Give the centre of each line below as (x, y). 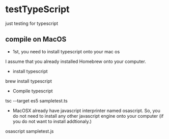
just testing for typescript (32, 23)
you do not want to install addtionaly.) (52, 121)
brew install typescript (29, 81)
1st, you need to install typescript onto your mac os (66, 51)
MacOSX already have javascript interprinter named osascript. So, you (86, 111)
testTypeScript (37, 9)
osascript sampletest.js (30, 131)
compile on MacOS (36, 39)
